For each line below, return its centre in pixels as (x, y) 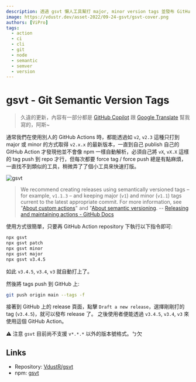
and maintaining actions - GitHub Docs (67, 214)
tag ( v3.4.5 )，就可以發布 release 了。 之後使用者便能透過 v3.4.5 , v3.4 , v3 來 (98, 314)
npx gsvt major (25, 254)
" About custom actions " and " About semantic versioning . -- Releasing (104, 208)
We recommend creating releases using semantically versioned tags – (105, 190)
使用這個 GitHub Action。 (37, 321)
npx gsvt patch (25, 243)
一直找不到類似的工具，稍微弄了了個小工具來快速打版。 (73, 166)
